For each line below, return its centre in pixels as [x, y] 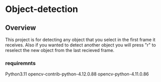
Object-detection [42, 9]
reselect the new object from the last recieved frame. [60, 50]
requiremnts [20, 63]
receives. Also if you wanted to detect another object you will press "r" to [80, 45]
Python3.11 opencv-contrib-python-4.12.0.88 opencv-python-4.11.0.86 [77, 74]
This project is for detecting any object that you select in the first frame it [80, 39]
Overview [21, 28]
